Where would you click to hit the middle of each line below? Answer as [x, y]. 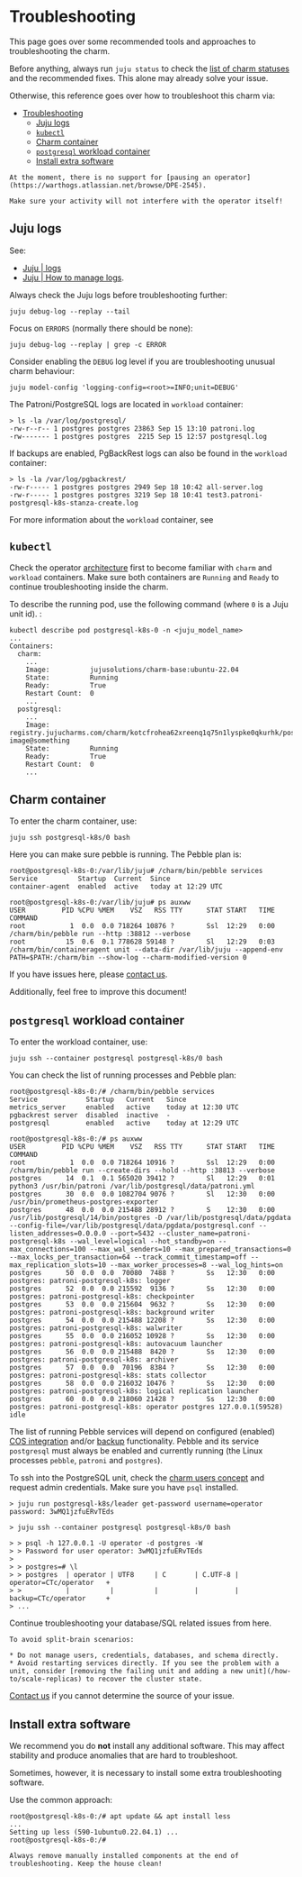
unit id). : [26, 614]
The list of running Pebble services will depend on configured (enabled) [142, 1432]
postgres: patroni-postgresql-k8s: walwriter [96, 1328]
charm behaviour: [42, 370]
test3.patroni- [235, 495]
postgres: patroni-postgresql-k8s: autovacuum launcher [116, 1344]
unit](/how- [269, 1672]
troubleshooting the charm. [60, 50]
